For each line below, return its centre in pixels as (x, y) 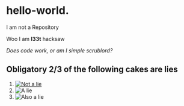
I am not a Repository (32, 27)
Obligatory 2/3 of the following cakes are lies (92, 70)
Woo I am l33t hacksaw (35, 39)
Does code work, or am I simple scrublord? (60, 50)
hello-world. (38, 11)
